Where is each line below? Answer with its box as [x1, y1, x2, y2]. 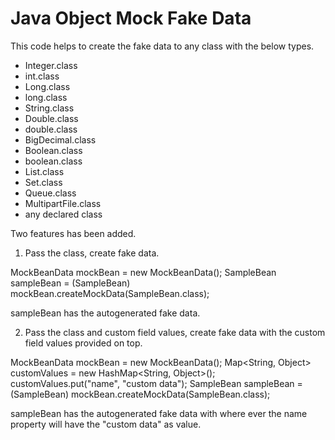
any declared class [24, 208, 103, 220]
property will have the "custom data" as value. [10, 418, 202, 430]
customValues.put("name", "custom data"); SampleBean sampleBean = [10, 377, 303, 389]
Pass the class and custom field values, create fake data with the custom [24, 326, 326, 338]
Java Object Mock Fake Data [10, 7, 252, 30]
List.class [24, 165, 65, 177]
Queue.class [24, 187, 77, 199]
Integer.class [24, 59, 78, 71]
